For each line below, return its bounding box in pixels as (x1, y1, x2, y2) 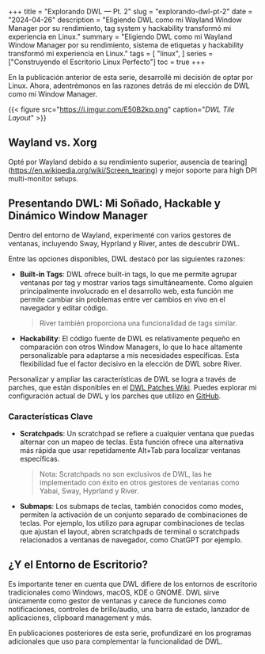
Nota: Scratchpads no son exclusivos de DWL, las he (39, 469, 212, 478)
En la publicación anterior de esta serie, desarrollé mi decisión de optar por (8, 73, 253, 82)
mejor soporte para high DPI (165, 165, 257, 175)
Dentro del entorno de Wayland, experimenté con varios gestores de (8, 230, 232, 240)
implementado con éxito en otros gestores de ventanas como (39, 477, 240, 487)
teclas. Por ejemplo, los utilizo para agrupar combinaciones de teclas (19, 518, 245, 527)
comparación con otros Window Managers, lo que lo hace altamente (19, 342, 243, 352)
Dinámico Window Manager (8, 209, 148, 222)
